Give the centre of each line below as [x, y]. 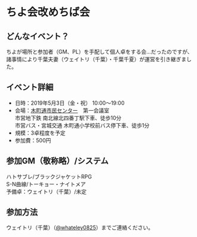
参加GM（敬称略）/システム [57, 161]
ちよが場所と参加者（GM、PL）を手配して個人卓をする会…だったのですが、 [99, 52]
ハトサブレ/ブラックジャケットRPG [49, 177]
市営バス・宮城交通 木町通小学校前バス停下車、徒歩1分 [82, 125]
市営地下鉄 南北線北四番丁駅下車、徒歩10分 [68, 118]
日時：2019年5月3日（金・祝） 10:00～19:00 [70, 103]
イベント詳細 [30, 87]
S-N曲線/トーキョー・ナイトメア [46, 184]
